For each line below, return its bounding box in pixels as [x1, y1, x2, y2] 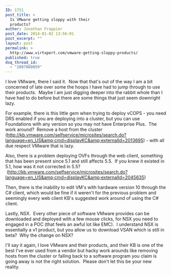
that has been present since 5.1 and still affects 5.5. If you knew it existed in [5, 158, 165, 164]
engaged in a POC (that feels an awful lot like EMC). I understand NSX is [5, 221, 159, 227]
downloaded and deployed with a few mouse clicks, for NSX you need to [5, 216, 158, 222]
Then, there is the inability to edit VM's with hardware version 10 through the [5, 185, 166, 191]
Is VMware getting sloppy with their [10, 17, 90, 22]
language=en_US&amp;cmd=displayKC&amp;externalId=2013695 [5, 137, 144, 144]
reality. [5, 264, 20, 270]
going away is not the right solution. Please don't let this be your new [5, 259, 152, 265]
